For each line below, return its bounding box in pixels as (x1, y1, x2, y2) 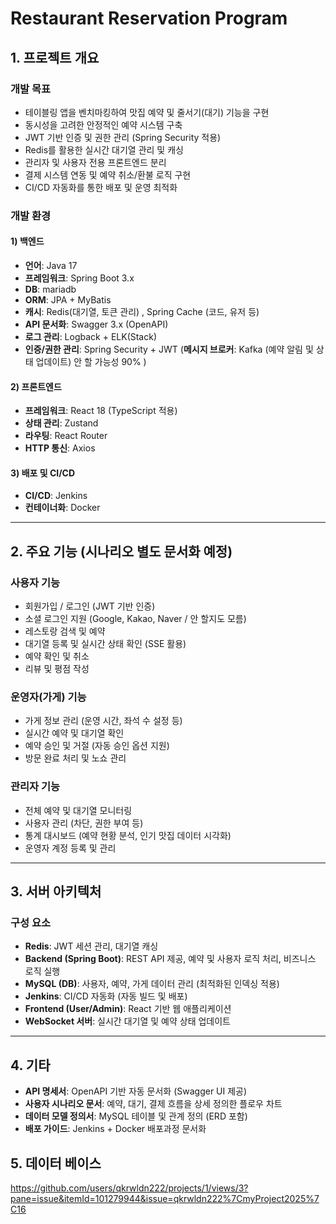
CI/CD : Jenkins (24, 490, 88, 502)
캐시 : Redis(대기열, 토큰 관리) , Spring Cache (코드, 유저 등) (24, 306, 260, 317)
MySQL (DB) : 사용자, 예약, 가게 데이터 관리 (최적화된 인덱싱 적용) (24, 978, 280, 990)
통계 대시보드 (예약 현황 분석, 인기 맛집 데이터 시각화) (24, 829, 232, 841)
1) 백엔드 (10, 235, 45, 247)
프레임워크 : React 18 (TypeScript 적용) (24, 405, 178, 417)
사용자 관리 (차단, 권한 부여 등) (24, 817, 144, 829)
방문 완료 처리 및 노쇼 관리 (24, 752, 127, 764)
